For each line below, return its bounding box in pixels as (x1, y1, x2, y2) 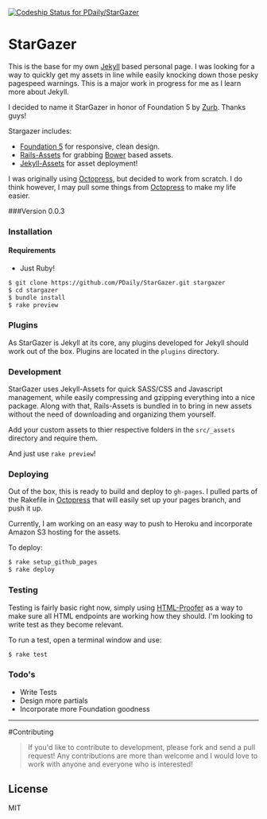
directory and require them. (8, 433, 98, 443)
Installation (8, 226, 53, 237)
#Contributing (8, 727, 54, 736)
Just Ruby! (19, 263, 56, 274)
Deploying (8, 469, 49, 480)
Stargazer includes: (8, 126, 72, 135)
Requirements (8, 246, 56, 255)
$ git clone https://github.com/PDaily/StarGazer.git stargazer (8, 279, 226, 287)
